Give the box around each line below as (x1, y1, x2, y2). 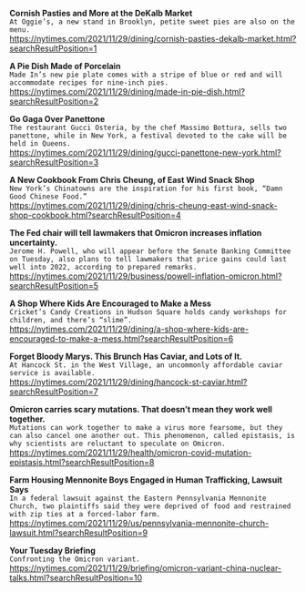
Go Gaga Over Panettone (9, 114, 106, 124)
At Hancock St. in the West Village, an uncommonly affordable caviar (9, 361, 283, 370)
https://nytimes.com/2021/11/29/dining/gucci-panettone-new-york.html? (9, 148, 281, 158)
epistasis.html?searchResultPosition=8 (9, 457, 155, 467)
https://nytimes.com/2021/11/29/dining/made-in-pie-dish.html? (9, 87, 246, 97)
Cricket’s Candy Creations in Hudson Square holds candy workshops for (9, 308, 287, 317)
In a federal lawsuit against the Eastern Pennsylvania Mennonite (9, 494, 267, 503)
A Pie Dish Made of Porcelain (9, 61, 121, 71)
